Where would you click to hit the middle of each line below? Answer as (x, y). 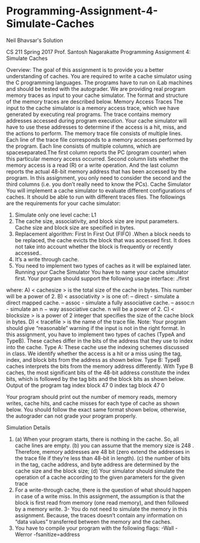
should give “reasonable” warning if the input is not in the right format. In (96, 328)
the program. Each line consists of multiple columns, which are (84, 146)
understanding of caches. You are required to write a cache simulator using (99, 76)
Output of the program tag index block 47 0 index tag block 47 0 (86, 385)
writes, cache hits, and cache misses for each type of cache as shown (93, 403)
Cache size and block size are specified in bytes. (75, 227)
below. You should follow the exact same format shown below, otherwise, (96, 409)
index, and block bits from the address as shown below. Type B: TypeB (93, 359)
